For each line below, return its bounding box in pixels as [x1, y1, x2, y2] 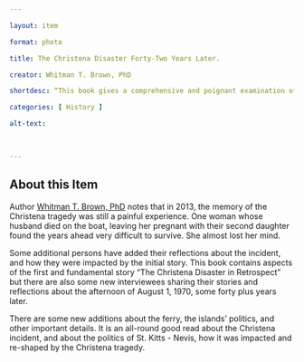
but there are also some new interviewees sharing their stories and [9, 276, 258, 287]
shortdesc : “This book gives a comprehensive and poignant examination [9, 87, 285, 96]
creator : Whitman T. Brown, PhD [9, 70, 131, 80]
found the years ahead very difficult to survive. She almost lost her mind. [9, 230, 280, 241]
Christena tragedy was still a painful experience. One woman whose [9, 210, 264, 222]
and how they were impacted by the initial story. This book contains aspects [9, 257, 293, 268]
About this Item [9, 177, 99, 193]
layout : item [9, 21, 59, 30]
